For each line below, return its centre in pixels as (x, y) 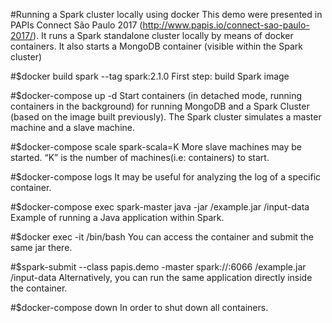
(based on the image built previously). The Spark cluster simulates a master (166, 117)
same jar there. (41, 247)
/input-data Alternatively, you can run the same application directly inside (161, 277)
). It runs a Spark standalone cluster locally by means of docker (163, 35)
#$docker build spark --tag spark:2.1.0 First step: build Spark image (150, 76)
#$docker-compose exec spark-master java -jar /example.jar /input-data (160, 207)
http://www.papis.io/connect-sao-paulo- (226, 25)
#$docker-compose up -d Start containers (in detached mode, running (156, 95)
